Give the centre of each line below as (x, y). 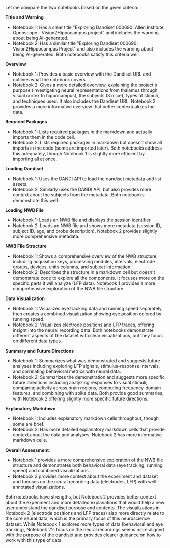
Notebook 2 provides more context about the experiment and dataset (85, 476)
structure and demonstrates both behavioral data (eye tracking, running (88, 465)
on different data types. (37, 341)
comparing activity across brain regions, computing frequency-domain (87, 388)
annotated (23, 487)
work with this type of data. (34, 540)
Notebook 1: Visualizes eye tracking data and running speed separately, (88, 308)
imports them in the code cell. (44, 137)
